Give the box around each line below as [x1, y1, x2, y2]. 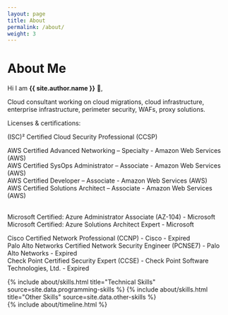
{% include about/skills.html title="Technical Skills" [7, 277, 156, 287]
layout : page [7, 10, 46, 18]
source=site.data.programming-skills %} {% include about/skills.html [7, 285, 208, 294]
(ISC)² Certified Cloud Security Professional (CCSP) [7, 132, 157, 142]
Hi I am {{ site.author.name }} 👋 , [7, 84, 103, 93]
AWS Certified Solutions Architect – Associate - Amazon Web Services [7, 184, 213, 193]
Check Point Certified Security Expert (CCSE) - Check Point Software [7, 256, 209, 265]
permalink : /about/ [7, 23, 65, 30]
